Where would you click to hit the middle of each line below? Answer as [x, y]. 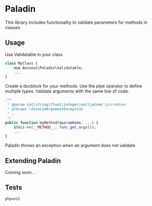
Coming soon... [20, 172]
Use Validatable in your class [34, 54]
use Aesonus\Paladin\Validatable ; [48, 68]
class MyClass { [21, 63]
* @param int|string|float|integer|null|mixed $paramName [67, 105]
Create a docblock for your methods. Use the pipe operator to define [74, 86]
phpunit [13, 199]
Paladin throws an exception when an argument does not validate [70, 145]
